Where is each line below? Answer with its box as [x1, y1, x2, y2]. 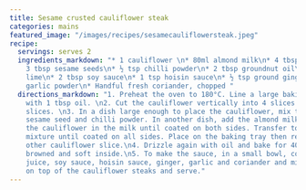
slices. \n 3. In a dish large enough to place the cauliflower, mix [25, 107, 291, 116]
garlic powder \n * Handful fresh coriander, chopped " [25, 81, 234, 90]
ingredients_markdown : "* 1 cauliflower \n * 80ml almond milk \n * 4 [17, 56, 280, 65]
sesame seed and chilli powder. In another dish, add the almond [25, 115, 280, 124]
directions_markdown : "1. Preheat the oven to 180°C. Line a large [17, 90, 280, 99]
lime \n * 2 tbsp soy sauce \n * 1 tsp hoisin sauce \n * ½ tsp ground [25, 73, 280, 82]
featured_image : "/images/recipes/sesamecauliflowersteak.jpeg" [9, 30, 259, 39]
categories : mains [9, 22, 79, 31]
